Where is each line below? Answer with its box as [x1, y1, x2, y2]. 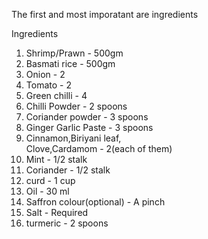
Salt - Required [25, 207, 89, 218]
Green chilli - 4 [25, 90, 88, 101]
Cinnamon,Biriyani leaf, [25, 132, 122, 144]
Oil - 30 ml [25, 185, 70, 197]
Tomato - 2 [25, 79, 72, 91]
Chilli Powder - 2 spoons [25, 100, 128, 112]
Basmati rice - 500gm [25, 58, 116, 69]
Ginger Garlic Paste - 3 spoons [25, 122, 154, 133]
